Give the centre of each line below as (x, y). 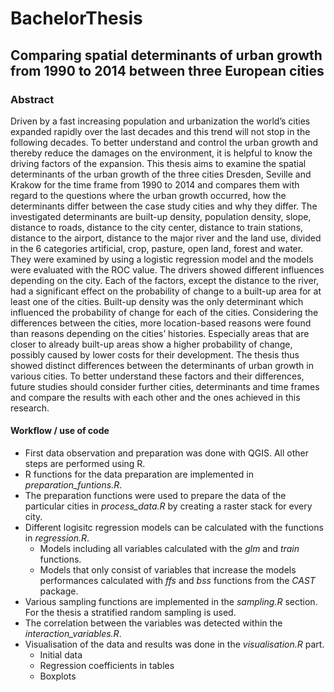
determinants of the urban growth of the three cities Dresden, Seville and (161, 174)
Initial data (61, 655)
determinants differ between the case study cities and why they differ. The (164, 206)
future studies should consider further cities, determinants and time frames (165, 386)
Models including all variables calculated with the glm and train (169, 549)
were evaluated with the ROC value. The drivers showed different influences (167, 269)
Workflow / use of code (60, 431)
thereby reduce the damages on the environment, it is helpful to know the (161, 153)
